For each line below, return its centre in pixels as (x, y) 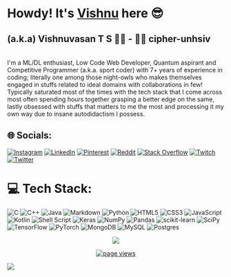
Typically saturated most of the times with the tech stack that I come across (115, 92)
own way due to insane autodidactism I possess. (76, 114)
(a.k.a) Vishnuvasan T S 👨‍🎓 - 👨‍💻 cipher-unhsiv (109, 39)
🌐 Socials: (30, 135)
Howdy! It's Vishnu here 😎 (86, 13)
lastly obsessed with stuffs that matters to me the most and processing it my (115, 106)
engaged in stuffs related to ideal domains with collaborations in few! (105, 84)
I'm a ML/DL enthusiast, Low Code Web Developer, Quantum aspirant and (112, 63)
